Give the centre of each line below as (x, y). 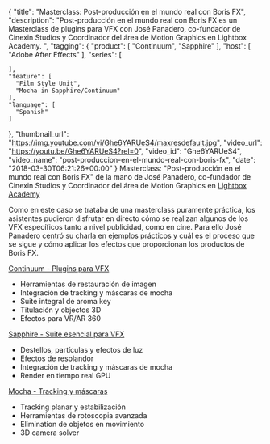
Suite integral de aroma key (65, 301)
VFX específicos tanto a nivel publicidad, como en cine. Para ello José (125, 227)
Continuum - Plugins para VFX (59, 269)
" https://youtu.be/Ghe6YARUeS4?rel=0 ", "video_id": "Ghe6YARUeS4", (125, 151)
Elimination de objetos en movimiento (82, 424)
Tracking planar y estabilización (73, 407)
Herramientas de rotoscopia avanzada (83, 415)
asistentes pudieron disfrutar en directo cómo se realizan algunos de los (128, 218)
